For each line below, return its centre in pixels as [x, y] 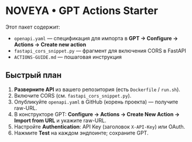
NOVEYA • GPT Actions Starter [82, 11]
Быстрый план [34, 75]
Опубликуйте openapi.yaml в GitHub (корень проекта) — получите [96, 102]
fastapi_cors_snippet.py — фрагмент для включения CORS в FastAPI [100, 50]
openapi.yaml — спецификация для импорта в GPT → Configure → [96, 38]
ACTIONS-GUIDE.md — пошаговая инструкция [68, 57]
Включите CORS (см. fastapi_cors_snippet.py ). [73, 95]
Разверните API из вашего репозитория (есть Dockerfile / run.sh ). [97, 89]
